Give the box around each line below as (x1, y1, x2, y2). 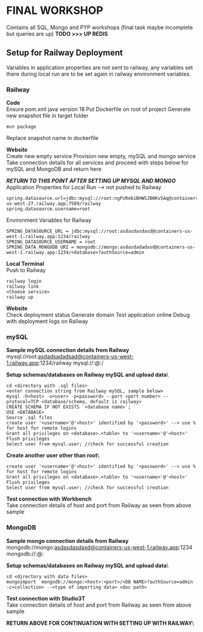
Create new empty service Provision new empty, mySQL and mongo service (6, 153, 196, 160)
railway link (6, 284, 39, 290)
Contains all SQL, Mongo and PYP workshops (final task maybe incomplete (6, 24, 193, 31)
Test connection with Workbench (6, 495, 92, 503)
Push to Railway (6, 267, 47, 274)
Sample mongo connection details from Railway (6, 537, 129, 544)
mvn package (6, 124, 36, 130)
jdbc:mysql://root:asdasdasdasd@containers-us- (71, 228, 193, 235)
